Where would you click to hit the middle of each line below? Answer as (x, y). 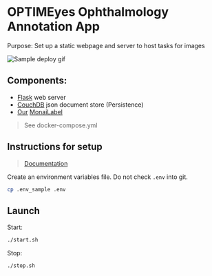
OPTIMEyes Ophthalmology (88, 12)
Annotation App (53, 26)
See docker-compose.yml (61, 125)
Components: (37, 81)
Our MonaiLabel (40, 112)
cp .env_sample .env (37, 189)
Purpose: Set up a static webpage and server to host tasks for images (106, 45)
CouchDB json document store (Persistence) (80, 105)
